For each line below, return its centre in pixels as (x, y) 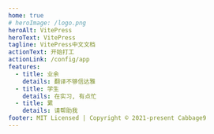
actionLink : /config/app (49, 60)
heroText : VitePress (42, 37)
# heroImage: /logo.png (47, 23)
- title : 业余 (37, 74)
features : (24, 67)
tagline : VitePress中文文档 (52, 45)
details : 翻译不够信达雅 (59, 81)
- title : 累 (34, 103)
